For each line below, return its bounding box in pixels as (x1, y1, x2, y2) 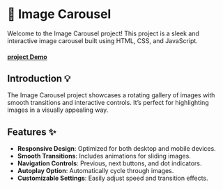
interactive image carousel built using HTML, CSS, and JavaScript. (7, 36, 199, 44)
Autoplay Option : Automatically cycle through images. (17, 167, 174, 175)
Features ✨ (7, 126, 56, 138)
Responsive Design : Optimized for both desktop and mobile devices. (17, 145, 216, 153)
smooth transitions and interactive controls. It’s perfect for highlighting (7, 99, 209, 107)
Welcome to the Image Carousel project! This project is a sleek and (7, 29, 200, 38)
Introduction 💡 (7, 72, 71, 84)
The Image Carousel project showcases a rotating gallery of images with (7, 91, 215, 99)
